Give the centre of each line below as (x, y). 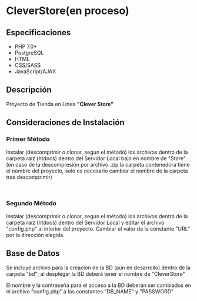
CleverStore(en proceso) (68, 11)
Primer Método (28, 139)
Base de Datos (33, 253)
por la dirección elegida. (35, 235)
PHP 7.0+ (26, 46)
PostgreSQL (29, 53)
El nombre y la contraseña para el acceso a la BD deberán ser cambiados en (98, 285)
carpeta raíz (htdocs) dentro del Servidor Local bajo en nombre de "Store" (96, 158)
